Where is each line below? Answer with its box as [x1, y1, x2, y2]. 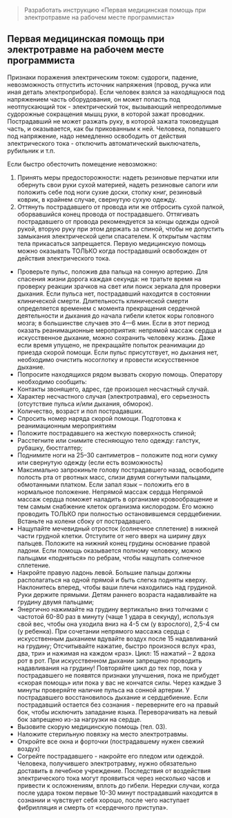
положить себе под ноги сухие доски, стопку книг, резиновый [17, 188, 202, 196]
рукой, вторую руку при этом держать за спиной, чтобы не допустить [17, 225, 224, 233]
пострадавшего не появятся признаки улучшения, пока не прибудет [17, 671, 220, 679]
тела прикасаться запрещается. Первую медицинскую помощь [17, 239, 206, 247]
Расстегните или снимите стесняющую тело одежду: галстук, [17, 436, 201, 444]
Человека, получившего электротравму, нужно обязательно [17, 759, 197, 768]
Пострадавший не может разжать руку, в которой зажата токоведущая [7, 117, 219, 125]
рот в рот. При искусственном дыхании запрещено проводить [17, 656, 202, 665]
